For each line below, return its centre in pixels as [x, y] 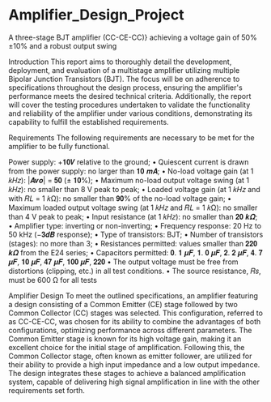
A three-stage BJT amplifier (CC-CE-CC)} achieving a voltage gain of [124, 37]
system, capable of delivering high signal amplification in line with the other [134, 382]
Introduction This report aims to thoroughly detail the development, [120, 62]
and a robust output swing [73, 45]
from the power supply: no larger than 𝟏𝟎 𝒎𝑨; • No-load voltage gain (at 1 [131, 171]
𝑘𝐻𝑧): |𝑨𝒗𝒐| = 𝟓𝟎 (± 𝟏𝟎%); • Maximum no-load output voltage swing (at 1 [129, 180]
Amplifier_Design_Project [96, 15]
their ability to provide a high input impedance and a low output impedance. [134, 364]
